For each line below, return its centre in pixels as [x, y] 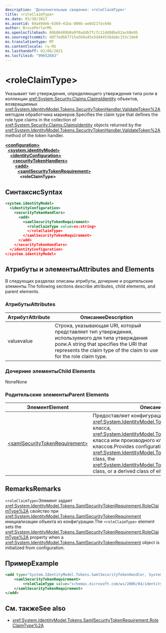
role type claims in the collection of [41, 120]
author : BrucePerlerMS [28, 28]
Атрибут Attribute [29, 317]
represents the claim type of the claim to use [106, 350]
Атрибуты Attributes [30, 304]
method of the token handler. [35, 136]
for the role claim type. [81, 356]
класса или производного [124, 441]
